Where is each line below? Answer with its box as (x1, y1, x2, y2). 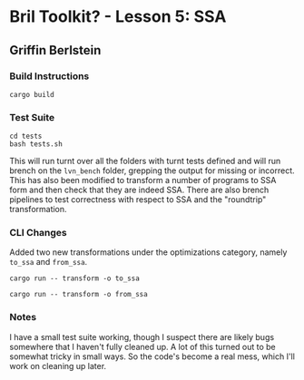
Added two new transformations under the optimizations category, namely (9, 247, 288, 258)
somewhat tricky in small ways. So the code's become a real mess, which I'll (9, 351, 295, 362)
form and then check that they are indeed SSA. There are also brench (9, 184, 270, 196)
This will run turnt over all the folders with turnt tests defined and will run (9, 156, 281, 167)
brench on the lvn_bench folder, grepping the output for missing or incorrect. (9, 165, 295, 176)
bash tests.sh (9, 140, 64, 149)
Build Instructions (9, 70, 90, 83)
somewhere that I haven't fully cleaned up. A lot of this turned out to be (9, 341, 277, 352)
